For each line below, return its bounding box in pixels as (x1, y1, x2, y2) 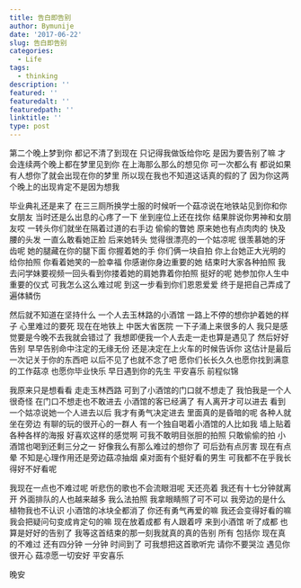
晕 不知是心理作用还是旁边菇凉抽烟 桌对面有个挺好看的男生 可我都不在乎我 (9, 452, 284, 463)
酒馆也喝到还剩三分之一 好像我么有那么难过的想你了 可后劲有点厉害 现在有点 (9, 441, 292, 451)
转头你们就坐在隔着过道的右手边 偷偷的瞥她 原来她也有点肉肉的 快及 (34, 223, 286, 234)
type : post (9, 122, 50, 131)
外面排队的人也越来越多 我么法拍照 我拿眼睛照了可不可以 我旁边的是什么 (19, 494, 286, 504)
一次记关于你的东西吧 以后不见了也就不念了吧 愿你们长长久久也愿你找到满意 (9, 354, 289, 365)
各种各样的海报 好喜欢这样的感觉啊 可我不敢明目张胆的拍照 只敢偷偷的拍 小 (9, 430, 286, 441)
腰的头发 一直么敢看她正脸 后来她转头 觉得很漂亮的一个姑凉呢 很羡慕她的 (9, 235, 279, 245)
